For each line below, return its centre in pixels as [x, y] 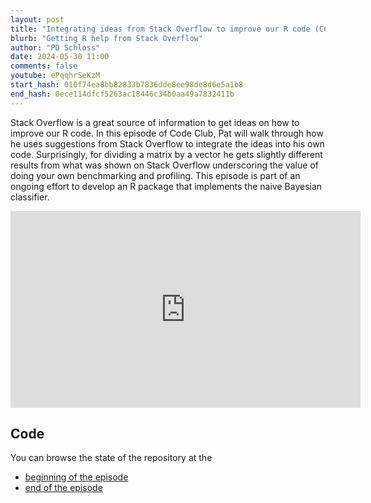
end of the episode [63, 488]
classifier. [30, 197]
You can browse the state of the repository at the [111, 458]
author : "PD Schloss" [55, 47]
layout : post [37, 19]
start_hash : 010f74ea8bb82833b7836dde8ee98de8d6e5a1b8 [127, 85]
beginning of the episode [76, 477]
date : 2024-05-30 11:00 [60, 57]
